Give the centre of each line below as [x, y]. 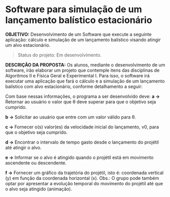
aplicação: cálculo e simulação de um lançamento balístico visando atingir [83, 40]
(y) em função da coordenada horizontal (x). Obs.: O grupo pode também [82, 178]
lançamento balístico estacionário [79, 20]
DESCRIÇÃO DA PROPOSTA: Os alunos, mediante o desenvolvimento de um [85, 65]
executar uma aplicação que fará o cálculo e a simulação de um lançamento [85, 81]
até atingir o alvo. [23, 147]
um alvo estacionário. [28, 45]
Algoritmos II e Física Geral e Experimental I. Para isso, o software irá [78, 75]
